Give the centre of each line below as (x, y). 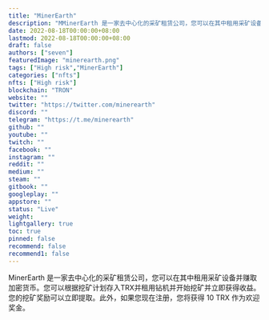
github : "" (26, 127)
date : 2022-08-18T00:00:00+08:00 (64, 30)
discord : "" (28, 113)
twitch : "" (26, 142)
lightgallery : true (41, 224)
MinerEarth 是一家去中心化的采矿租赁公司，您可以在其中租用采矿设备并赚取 (133, 278)
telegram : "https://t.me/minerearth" (71, 120)
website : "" (28, 98)
